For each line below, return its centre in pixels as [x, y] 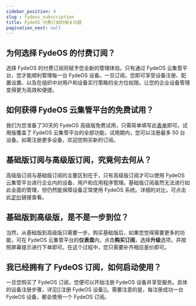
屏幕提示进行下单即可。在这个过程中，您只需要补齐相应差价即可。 [90, 247]
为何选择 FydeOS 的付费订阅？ [61, 53]
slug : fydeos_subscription [40, 17]
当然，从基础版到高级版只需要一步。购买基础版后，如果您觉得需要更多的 [93, 232]
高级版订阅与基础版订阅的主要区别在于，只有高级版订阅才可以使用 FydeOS [95, 175]
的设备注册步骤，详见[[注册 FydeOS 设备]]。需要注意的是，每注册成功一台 [95, 290]
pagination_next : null [34, 28]
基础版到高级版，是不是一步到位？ [67, 218]
